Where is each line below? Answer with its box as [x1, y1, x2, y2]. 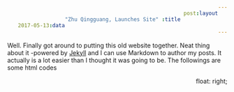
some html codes [7, 63, 57, 72]
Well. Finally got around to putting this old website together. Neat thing [7, 41, 210, 49]
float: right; [196, 77, 228, 85]
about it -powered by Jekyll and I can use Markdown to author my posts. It [7, 48, 222, 56]
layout [198, 10, 219, 17]
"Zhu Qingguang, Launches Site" [64, 16, 159, 23]
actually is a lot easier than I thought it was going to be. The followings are [7, 56, 221, 64]
